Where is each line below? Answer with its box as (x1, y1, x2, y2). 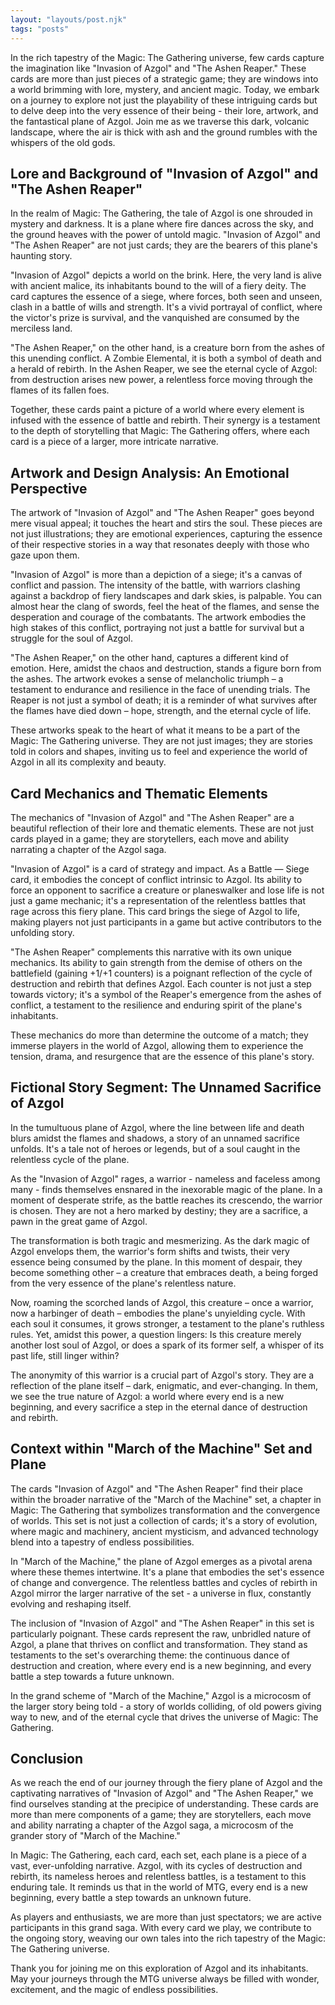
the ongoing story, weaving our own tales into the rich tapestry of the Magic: (10, 1932, 326, 1945)
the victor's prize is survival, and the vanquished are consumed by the (10, 312, 300, 324)
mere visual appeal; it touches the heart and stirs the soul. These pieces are (10, 517, 323, 530)
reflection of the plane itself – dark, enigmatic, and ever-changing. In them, (10, 1379, 319, 1391)
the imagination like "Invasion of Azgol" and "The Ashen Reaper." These (10, 62, 307, 74)
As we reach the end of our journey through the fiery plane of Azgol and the (10, 1777, 323, 1789)
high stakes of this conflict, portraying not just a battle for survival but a (10, 622, 305, 634)
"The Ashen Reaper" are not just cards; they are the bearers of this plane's (10, 239, 318, 251)
